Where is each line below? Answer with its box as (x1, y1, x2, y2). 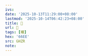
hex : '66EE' (5, 35, 29, 39)
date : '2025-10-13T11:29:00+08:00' (5, 12, 78, 17)
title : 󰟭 (5, 20, 23, 26)
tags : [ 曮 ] (5, 30, 27, 35)
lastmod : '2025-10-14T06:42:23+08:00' (5, 16, 85, 21)
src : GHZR (5, 39, 26, 44)
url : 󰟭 (5, 25, 19, 30)
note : (5, 43, 16, 48)
